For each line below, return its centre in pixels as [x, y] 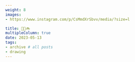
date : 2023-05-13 [24, 38]
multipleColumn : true [28, 33]
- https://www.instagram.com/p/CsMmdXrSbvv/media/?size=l [67, 19]
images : [13, 15]
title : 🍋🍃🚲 [18, 28]
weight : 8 [16, 10]
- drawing [16, 52]
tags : [11, 43]
